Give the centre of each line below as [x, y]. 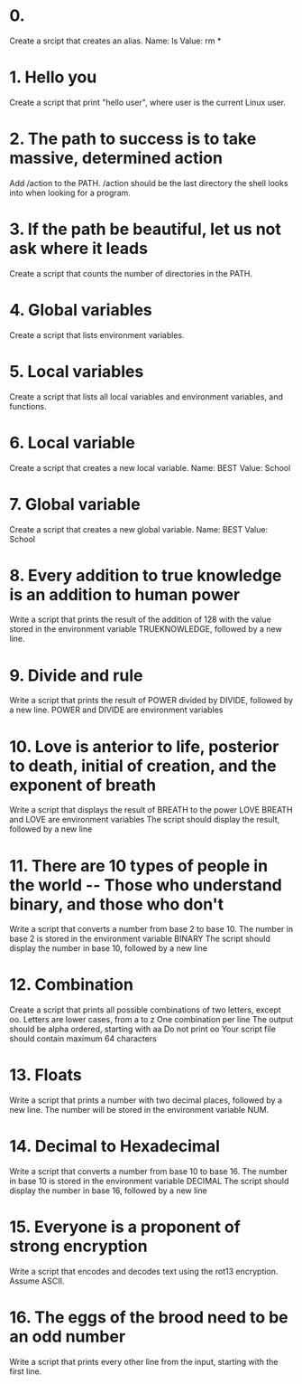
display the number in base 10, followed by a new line [108, 948]
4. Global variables [81, 310]
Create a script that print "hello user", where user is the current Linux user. [148, 102]
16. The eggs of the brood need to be [149, 1318]
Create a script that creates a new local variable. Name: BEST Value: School [150, 467]
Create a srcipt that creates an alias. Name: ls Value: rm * [115, 41]
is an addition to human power [125, 594]
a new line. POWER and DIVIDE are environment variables [116, 710]
